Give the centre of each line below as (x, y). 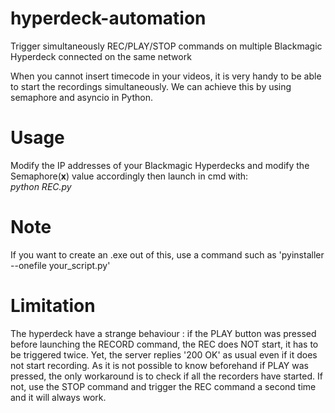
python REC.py (41, 186)
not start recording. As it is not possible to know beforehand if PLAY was (159, 365)
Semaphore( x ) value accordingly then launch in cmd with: (129, 176)
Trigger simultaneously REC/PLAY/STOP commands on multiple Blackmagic (166, 46)
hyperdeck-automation (108, 18)
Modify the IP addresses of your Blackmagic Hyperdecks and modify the (160, 165)
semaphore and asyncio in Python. (81, 97)
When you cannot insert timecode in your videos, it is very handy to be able (166, 76)
